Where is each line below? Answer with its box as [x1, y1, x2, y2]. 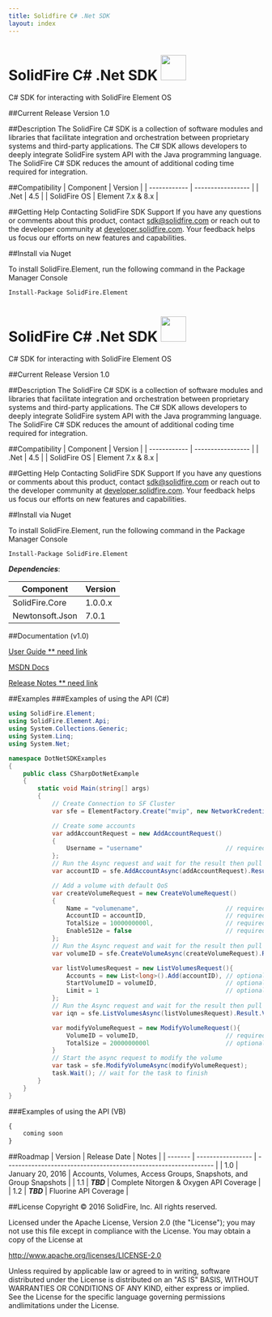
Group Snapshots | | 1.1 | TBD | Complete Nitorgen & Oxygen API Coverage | [8, 1178, 261, 1187]
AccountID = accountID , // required [66, 912, 266, 920]
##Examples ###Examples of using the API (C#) [8, 694, 170, 703]
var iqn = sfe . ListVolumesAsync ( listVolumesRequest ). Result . [51, 1009, 263, 1017]
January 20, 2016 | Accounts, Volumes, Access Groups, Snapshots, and [8, 1169, 249, 1179]
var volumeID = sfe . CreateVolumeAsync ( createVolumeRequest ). [51, 949, 263, 957]
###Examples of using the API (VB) [8, 1106, 126, 1116]
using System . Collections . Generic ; [8, 725, 129, 733]
